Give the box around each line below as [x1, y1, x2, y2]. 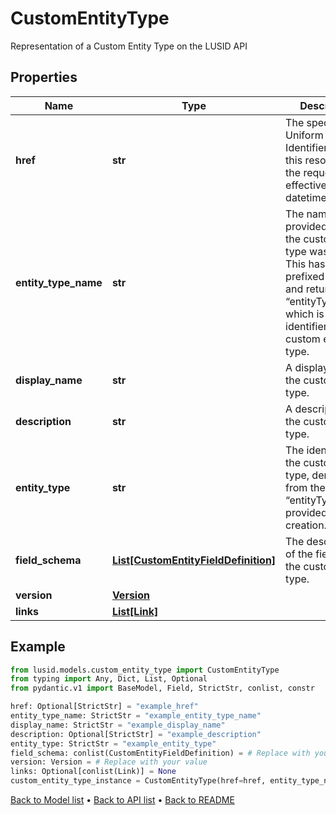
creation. [285, 518, 327, 532]
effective [285, 178, 327, 192]
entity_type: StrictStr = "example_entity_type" [10, 738, 217, 749]
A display [285, 360, 329, 374]
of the [285, 547, 313, 561]
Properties [10, 69, 78, 86]
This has [285, 257, 326, 271]
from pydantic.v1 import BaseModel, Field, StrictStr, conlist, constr [10, 683, 315, 694]
